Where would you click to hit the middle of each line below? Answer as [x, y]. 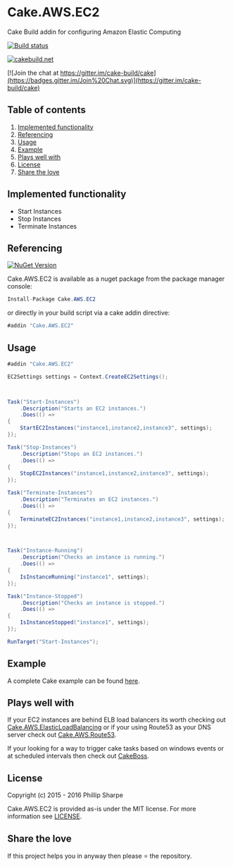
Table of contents [46, 110]
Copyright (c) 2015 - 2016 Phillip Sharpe [65, 795]
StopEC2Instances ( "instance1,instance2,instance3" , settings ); [115, 473]
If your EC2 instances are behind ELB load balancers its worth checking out [117, 720]
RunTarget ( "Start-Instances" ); [53, 642]
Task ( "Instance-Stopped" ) [45, 596]
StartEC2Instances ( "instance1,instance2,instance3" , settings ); [116, 428]
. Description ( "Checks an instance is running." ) [93, 557]
